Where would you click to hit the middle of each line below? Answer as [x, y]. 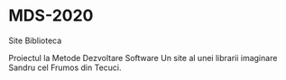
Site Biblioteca [35, 40]
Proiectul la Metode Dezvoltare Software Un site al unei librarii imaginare [143, 58]
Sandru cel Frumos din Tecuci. [65, 67]
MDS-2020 [51, 16]
